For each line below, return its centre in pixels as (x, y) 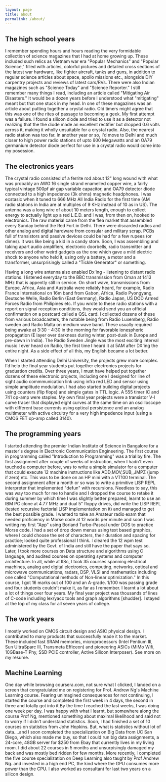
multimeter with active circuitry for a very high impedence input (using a (79, 413)
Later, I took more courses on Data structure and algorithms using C (74, 551)
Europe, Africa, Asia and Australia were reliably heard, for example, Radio (80, 288)
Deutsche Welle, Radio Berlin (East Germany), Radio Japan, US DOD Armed (82, 298)
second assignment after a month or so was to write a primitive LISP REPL (80, 483)
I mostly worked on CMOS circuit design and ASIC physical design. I (75, 631)
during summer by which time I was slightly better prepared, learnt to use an (83, 498)
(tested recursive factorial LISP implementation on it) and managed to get (80, 509)
